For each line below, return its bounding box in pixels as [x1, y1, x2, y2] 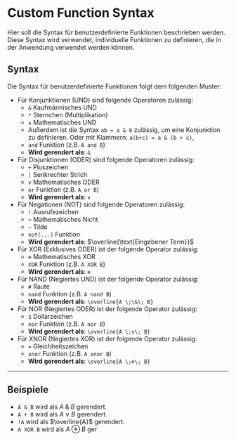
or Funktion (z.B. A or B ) [27, 185, 100, 194]
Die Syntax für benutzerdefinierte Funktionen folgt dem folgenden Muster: [7, 82, 222, 91]
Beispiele [7, 384, 49, 396]
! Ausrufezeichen [27, 207, 79, 216]
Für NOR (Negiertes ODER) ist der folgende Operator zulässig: [17, 304, 198, 313]
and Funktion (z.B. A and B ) [27, 140, 105, 149]
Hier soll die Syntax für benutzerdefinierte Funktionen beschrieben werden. [7, 28, 226, 37]
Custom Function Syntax [7, 5, 155, 21]
